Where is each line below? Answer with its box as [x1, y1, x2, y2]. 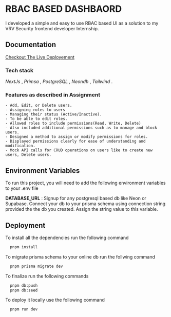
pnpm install [10, 244, 38, 249]
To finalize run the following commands [5, 273, 89, 279]
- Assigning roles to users [5, 107, 66, 113]
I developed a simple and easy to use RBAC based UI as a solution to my [5, 20, 159, 26]
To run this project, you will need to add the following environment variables [5, 180, 166, 186]
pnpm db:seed [10, 288, 38, 293]
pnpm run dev [10, 307, 38, 312]
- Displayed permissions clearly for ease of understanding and [5, 139, 146, 144]
